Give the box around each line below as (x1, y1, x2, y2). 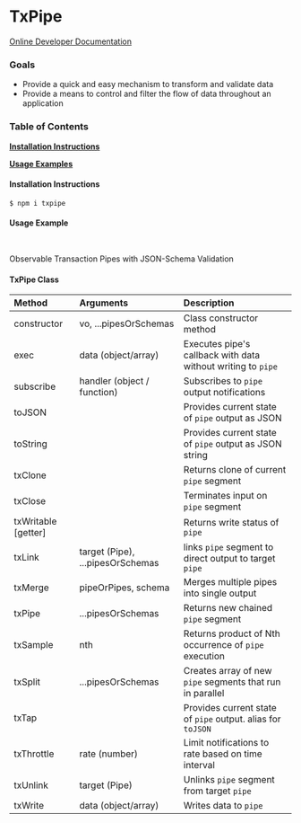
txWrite (13, 800, 45, 812)
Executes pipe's (183, 338, 251, 350)
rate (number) (79, 748, 139, 760)
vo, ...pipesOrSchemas (79, 317, 175, 330)
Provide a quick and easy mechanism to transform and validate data (21, 79, 274, 90)
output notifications (183, 386, 266, 399)
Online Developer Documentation (9, 36, 133, 47)
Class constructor (183, 312, 258, 324)
